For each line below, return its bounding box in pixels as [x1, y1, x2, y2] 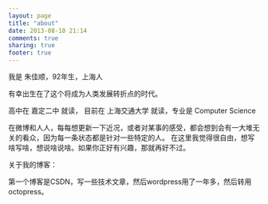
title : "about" [8, 19, 59, 27]
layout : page [8, 11, 52, 20]
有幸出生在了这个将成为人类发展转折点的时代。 [8, 89, 162, 98]
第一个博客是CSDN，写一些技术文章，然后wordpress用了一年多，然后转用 [8, 177, 252, 186]
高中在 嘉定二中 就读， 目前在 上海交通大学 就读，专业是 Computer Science [8, 106, 257, 115]
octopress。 [8, 187, 49, 196]
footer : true [8, 49, 52, 57]
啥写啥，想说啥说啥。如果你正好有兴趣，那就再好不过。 [8, 143, 190, 152]
